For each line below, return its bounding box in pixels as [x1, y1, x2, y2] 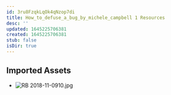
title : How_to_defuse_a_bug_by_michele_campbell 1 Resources [6, 15, 166, 21]
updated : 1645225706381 [6, 26, 67, 32]
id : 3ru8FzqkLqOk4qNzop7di [6, 9, 75, 15]
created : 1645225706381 [6, 32, 67, 38]
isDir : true [6, 43, 37, 49]
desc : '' [6, 20, 29, 26]
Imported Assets [6, 65, 71, 76]
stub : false [6, 37, 37, 43]
